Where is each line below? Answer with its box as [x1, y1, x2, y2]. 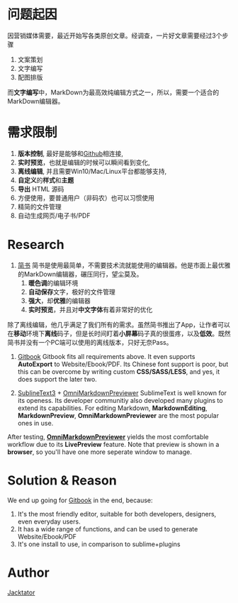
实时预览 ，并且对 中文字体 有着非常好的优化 [28, 305, 153, 314]
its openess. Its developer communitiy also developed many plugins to [17, 396, 223, 404]
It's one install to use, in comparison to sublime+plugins [17, 540, 181, 548]
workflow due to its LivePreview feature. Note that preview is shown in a [7, 440, 220, 448]
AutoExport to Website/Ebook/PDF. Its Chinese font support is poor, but [17, 360, 229, 368]
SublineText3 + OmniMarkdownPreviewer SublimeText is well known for [17, 388, 227, 397]
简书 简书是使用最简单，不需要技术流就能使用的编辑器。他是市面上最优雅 [17, 260, 231, 270]
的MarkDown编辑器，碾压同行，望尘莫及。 [17, 270, 143, 278]
